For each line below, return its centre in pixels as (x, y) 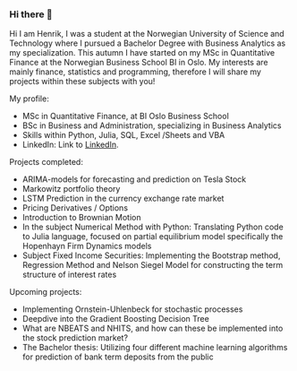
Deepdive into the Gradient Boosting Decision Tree (116, 319)
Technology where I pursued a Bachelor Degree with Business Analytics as (148, 43)
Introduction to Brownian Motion (81, 218)
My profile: (29, 99)
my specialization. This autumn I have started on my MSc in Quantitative (142, 53)
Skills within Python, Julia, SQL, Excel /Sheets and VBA (123, 135)
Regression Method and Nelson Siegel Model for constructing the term (153, 265)
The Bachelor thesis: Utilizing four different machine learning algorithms (155, 348)
